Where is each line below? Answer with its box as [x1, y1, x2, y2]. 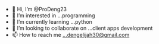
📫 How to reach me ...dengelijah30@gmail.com [11, 32, 130, 38]
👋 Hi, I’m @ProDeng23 [11, 6, 67, 12]
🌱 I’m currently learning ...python [11, 18, 92, 25]
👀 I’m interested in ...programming [11, 12, 95, 19]
